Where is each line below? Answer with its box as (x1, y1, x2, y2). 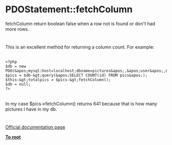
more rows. (5, 26, 29, 32)
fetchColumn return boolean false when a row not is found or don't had (5, 20, 155, 27)
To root (5, 134, 21, 140)
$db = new (5, 64, 27, 69)
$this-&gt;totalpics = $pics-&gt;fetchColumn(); (5, 77, 111, 82)
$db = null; (5, 82, 31, 87)
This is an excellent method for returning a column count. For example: (5, 44, 155, 50)
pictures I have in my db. (5, 106, 57, 112)
